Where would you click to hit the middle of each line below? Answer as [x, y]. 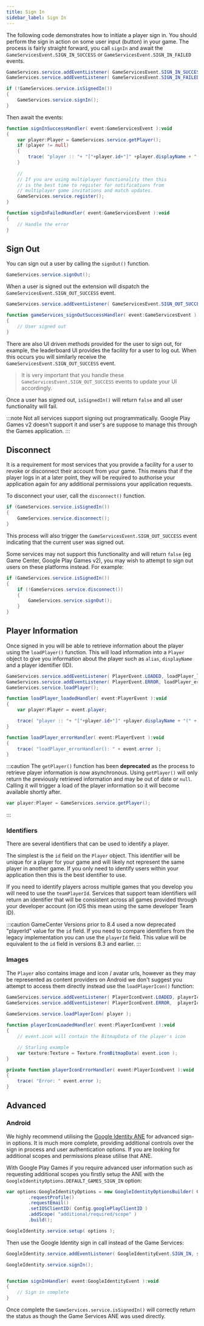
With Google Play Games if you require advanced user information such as [100, 1168]
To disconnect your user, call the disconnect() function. [76, 496]
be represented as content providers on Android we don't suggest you [94, 979]
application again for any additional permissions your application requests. [99, 484]
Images [18, 960]
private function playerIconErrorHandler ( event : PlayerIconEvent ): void [100, 1070]
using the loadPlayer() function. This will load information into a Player [96, 652]
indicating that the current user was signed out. [66, 542]
